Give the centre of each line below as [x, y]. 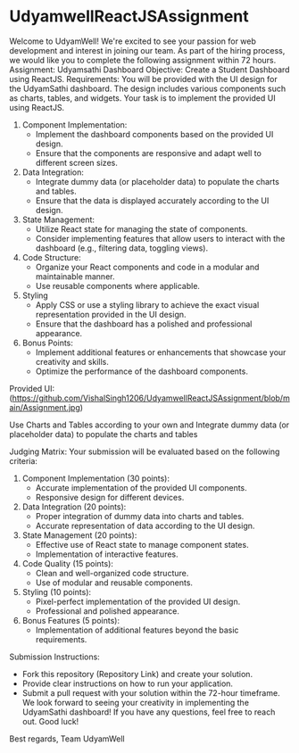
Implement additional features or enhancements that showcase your [161, 352]
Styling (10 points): [57, 592]
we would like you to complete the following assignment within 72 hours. [143, 60]
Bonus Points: [48, 343]
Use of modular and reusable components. [114, 583]
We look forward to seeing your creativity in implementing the [136, 702]
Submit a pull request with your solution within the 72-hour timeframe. [151, 692]
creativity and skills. [72, 361]
